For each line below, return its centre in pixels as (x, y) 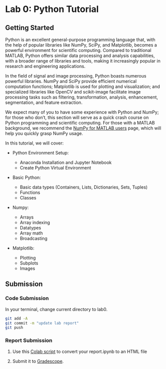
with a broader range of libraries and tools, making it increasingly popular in (83, 61)
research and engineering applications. (45, 66)
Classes (28, 198)
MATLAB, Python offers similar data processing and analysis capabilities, (80, 55)
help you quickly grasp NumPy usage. (44, 133)
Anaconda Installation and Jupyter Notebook (66, 162)
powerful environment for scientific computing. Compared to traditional (78, 50)
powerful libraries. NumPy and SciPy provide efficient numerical (71, 81)
